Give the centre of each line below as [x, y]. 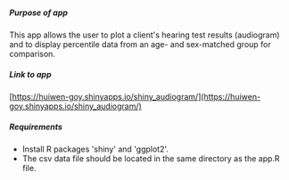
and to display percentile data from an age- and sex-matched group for [140, 44]
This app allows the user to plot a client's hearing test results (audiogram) [144, 35]
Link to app [30, 74]
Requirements [36, 127]
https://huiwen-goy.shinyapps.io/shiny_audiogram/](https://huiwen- [136, 96]
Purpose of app [39, 12]
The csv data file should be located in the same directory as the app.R [151, 158]
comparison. [33, 53]
